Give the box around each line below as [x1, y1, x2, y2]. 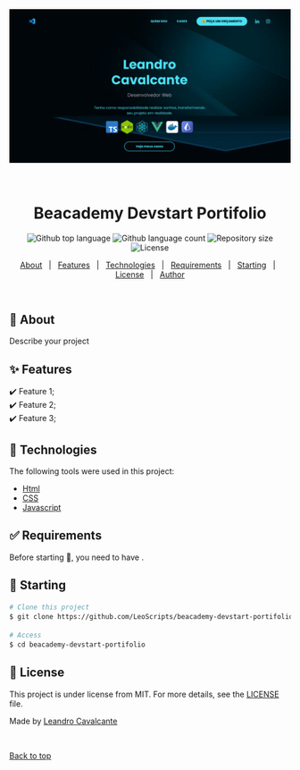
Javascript [21, 503, 62, 513]
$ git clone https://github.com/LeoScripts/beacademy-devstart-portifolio [9, 612, 294, 621]
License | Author [114, 268, 186, 280]
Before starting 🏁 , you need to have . [9, 552, 145, 563]
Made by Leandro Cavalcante [9, 715, 118, 726]
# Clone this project [9, 603, 90, 612]
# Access [9, 630, 42, 640]
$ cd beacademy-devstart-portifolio [9, 640, 146, 649]
